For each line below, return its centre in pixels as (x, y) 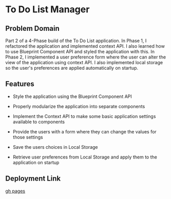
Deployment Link (33, 179)
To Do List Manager (47, 9)
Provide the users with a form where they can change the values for (84, 131)
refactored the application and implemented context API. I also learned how (85, 46)
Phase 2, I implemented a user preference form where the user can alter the (85, 57)
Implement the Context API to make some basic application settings (84, 116)
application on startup (36, 162)
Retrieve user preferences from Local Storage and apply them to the (85, 157)
